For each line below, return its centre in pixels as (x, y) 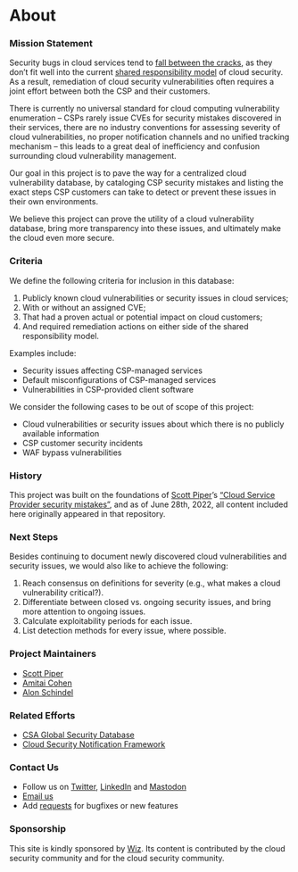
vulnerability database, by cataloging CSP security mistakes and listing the (146, 183)
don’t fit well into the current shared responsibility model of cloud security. (146, 72)
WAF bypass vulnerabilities (72, 453)
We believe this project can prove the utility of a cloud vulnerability (132, 219)
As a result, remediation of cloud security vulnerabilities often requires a (142, 82)
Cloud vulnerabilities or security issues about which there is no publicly (153, 424)
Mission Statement (51, 44)
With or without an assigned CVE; (84, 307)
